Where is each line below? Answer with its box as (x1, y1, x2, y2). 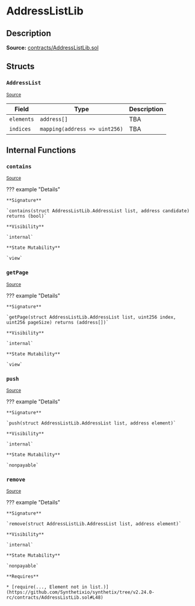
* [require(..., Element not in (6, 584, 87, 590)
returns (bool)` (6, 213, 47, 219)
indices (9, 125, 31, 132)
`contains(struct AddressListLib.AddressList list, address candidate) (6, 208, 190, 214)
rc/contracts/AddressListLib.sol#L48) (6, 595, 104, 601)
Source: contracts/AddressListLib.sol (6, 44, 99, 51)
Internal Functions (6, 145, 76, 156)
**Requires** (6, 574, 39, 580)
